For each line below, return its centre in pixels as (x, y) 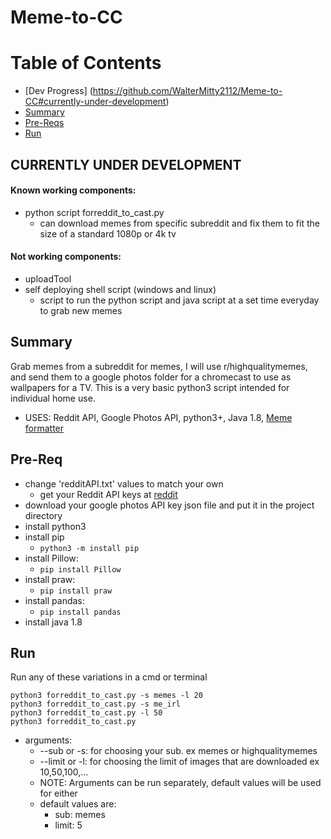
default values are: (78, 804)
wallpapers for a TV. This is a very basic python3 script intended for (150, 387)
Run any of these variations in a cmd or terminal (109, 677)
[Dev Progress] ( (58, 91)
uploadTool (48, 278)
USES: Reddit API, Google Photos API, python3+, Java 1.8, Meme (158, 417)
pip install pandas (80, 612)
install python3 (55, 526)
